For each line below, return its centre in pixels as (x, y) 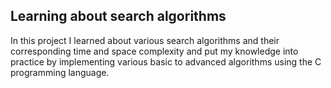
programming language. (60, 72)
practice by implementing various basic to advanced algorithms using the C (166, 61)
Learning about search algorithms (118, 16)
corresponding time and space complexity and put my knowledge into (154, 51)
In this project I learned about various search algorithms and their (145, 40)
